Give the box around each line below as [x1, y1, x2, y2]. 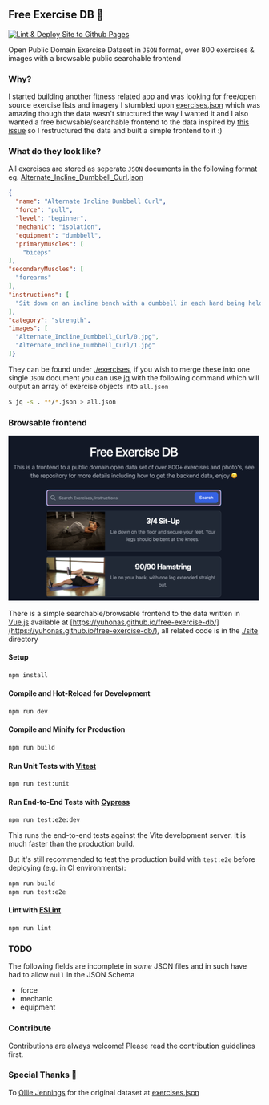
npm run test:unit [8, 780, 70, 788]
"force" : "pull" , [15, 206, 74, 214]
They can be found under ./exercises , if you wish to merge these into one [8, 364, 251, 374]
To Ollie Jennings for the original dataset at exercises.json [8, 1087, 200, 1097]
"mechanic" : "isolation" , [15, 222, 102, 231]
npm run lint [8, 924, 52, 932]
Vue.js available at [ [8, 617, 74, 627]
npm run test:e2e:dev [8, 816, 81, 824]
